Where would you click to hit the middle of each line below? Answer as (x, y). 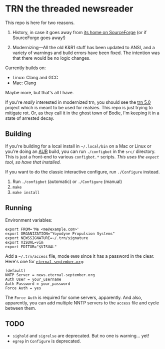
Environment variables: (29, 220)
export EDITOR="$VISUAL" (31, 247)
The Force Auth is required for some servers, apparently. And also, (74, 297)
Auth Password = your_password (38, 284)
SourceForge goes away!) (39, 38)
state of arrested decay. (30, 118)
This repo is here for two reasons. (40, 23)
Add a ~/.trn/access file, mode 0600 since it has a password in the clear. (80, 256)
